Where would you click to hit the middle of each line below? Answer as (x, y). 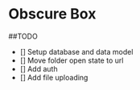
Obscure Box (52, 14)
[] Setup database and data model (76, 51)
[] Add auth (39, 68)
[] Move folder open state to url (72, 60)
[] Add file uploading (54, 77)
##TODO (23, 36)
